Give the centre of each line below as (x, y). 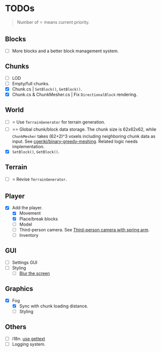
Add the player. (27, 208)
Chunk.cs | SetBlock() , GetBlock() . (47, 89)
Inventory (29, 235)
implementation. (28, 146)
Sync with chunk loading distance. (54, 306)
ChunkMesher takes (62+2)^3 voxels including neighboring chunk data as (84, 136)
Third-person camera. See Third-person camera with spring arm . (84, 230)
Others (16, 327)
